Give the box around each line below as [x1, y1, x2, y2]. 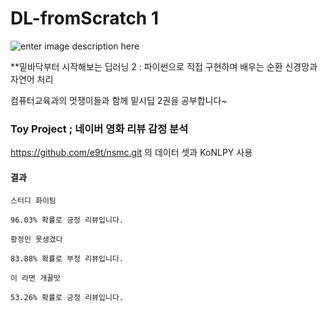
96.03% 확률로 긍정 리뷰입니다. [10, 215, 124, 226]
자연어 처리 [10, 73, 54, 85]
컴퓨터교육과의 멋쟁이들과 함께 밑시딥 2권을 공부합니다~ [10, 94, 228, 106]
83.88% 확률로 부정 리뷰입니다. [10, 254, 124, 264]
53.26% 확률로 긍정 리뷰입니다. [10, 293, 124, 303]
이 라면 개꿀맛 [10, 273, 61, 284]
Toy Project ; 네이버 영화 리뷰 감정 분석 [10, 122, 189, 136]
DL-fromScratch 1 [10, 7, 159, 30]
